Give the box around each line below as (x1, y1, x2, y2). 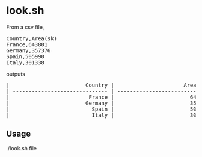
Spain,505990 (6, 53, 45, 60)
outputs (6, 70, 25, 77)
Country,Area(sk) (6, 35, 57, 42)
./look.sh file (6, 144, 37, 152)
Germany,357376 (6, 47, 51, 54)
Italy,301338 (6, 59, 45, 66)
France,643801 (6, 41, 48, 48)
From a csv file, (6, 23, 44, 31)
